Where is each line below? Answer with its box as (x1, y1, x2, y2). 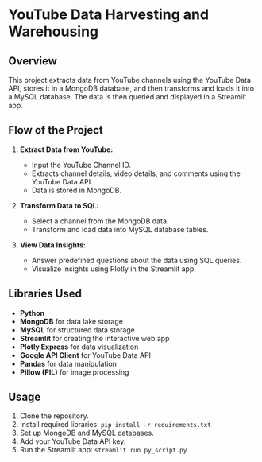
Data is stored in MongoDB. (31, 185, 121, 195)
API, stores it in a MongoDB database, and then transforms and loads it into (8, 83, 255, 93)
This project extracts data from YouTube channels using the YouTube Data (8, 76, 252, 84)
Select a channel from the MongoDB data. (31, 216, 169, 226)
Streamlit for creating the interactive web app (19, 333, 170, 343)
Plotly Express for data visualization (19, 342, 139, 351)
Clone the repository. (19, 411, 89, 421)
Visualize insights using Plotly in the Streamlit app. (31, 264, 197, 274)
